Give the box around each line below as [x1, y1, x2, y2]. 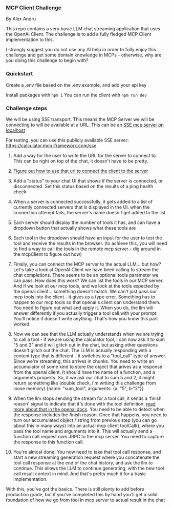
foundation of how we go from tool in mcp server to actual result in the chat [6, 497, 165, 503]
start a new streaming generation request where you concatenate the [13, 454, 160, 460]
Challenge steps [6, 105, 48, 112]
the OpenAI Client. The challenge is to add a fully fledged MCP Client [6, 31, 152, 37]
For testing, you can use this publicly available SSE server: [6, 137, 129, 143]
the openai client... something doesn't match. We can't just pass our [13, 288, 157, 294]
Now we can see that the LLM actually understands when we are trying [13, 331, 164, 337]
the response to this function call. [13, 439, 84, 445]
